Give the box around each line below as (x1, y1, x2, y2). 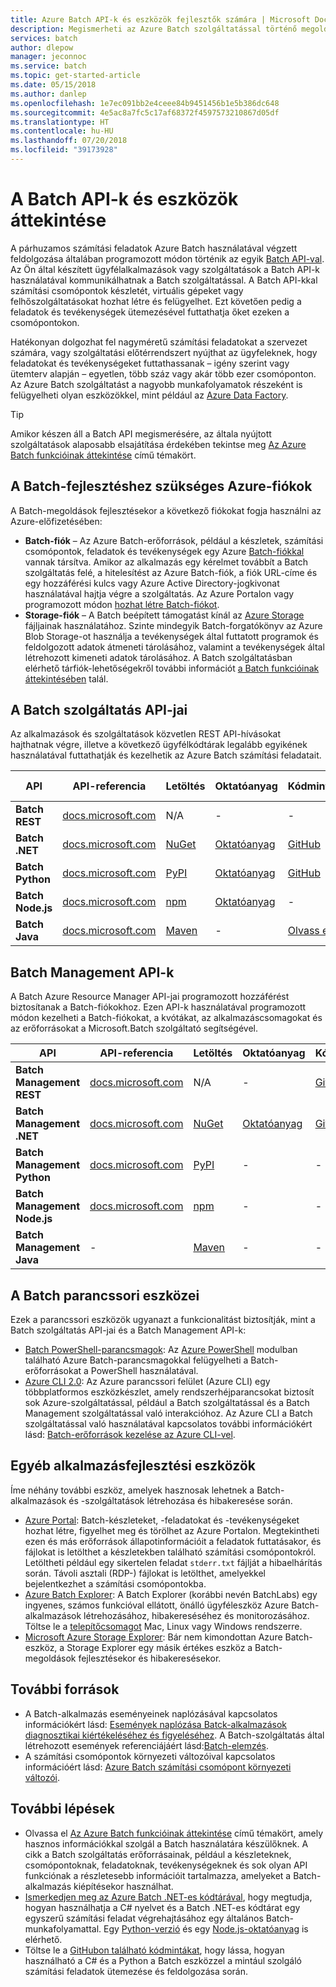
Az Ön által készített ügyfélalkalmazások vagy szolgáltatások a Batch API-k (10, 263, 321, 275)
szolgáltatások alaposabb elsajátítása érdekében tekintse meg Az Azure (10, 438, 307, 450)
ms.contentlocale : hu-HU (10, 126, 114, 136)
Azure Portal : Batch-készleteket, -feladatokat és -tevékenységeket (24, 1514, 300, 1526)
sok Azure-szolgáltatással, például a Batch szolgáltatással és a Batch (24, 1397, 310, 1409)
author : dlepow (10, 42, 74, 53)
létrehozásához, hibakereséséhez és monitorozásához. (83, 1609, 310, 1621)
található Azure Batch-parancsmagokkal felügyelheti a (24, 1354, 249, 1366)
